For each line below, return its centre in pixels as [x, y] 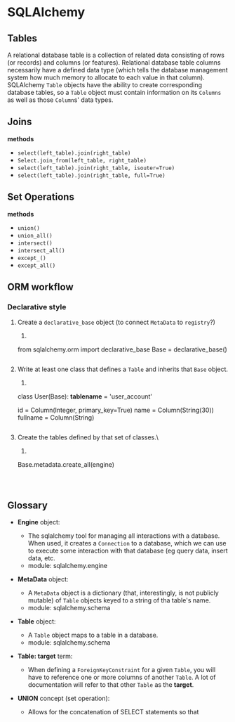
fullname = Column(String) [56, 418]
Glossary [27, 505]
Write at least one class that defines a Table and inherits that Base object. [123, 369]
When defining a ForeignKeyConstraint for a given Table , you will [122, 670]
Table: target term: [45, 656]
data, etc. [42, 558]
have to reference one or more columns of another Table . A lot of [122, 677]
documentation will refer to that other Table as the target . [111, 685]
